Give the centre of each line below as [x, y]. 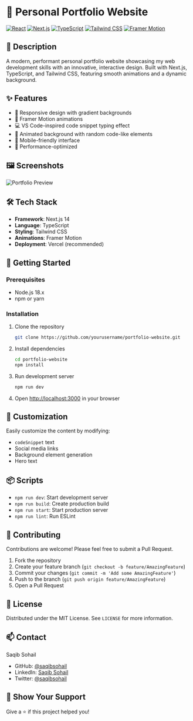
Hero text [26, 461]
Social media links [36, 449]
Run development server [44, 376]
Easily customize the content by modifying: [58, 431]
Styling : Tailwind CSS [41, 231]
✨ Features [27, 99]
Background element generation [53, 455]
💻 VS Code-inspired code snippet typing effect [72, 125]
